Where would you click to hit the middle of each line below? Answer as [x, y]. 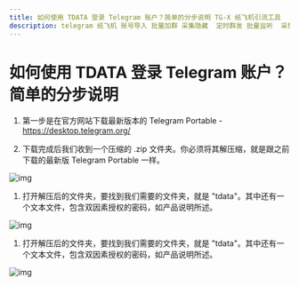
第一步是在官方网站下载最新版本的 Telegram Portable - [122, 121]
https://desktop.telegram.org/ [76, 131]
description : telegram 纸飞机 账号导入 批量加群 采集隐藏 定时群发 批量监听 [141, 26]
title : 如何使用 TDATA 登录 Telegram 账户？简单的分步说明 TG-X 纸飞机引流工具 [145, 17]
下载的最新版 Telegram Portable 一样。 [93, 160]
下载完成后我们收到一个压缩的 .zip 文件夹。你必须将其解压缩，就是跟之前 [156, 149]
